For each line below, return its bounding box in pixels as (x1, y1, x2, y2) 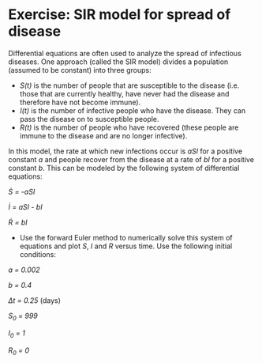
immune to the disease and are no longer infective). (19, 130, 188, 140)
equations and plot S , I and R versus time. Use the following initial (19, 241, 233, 251)
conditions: (19, 249, 57, 259)
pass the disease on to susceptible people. (19, 114, 159, 123)
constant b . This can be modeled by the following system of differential (8, 163, 240, 172)
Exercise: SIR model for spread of (8, 6, 231, 24)
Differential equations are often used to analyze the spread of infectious (8, 48, 242, 58)
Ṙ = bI (8, 217, 28, 227)
